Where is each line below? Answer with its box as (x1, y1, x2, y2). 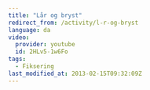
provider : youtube (15, 41, 76, 49)
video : (8, 33, 30, 41)
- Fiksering (15, 63, 55, 70)
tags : (8, 56, 26, 63)
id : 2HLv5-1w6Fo (15, 48, 68, 56)
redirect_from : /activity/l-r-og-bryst (8, 19, 139, 27)
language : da (8, 26, 51, 34)
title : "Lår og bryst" (8, 11, 82, 20)
